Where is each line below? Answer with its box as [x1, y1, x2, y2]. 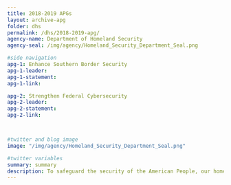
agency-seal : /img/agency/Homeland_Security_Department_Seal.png [7, 42, 198, 49]
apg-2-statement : [7, 105, 57, 112]
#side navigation [7, 54, 57, 62]
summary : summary [7, 161, 57, 168]
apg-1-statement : [7, 74, 57, 80]
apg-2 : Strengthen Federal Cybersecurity [7, 92, 128, 100]
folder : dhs [7, 23, 41, 30]
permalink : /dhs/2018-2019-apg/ [7, 29, 100, 36]
